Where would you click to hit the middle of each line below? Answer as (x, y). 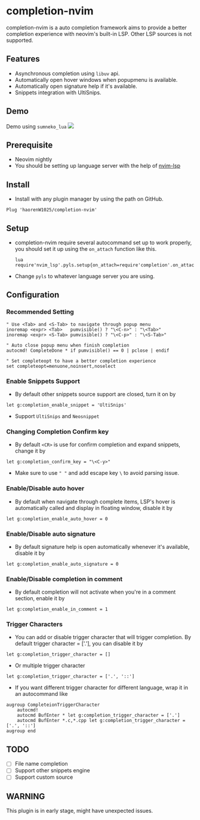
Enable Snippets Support (43, 381)
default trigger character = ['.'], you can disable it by (79, 644)
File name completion (41, 764)
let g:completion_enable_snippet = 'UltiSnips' (67, 405)
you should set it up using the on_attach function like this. (86, 249)
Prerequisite (30, 145)
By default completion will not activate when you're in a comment (95, 592)
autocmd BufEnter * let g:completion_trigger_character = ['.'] (99, 715)
